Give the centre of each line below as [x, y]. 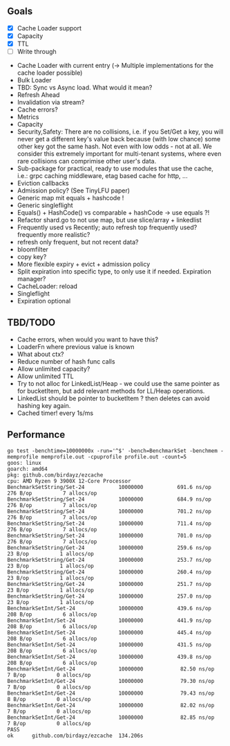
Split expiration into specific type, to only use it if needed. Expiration [114, 272]
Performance [36, 435]
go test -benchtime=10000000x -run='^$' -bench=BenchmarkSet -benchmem [112, 451]
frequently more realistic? [54, 235]
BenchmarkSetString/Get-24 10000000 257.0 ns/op [109, 596]
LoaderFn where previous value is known [76, 346]
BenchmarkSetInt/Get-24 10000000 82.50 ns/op [111, 669]
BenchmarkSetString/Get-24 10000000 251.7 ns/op [109, 584]
